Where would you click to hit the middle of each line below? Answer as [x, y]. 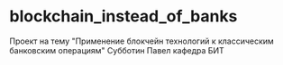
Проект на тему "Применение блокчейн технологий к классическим [142, 41]
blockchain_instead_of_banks [123, 16]
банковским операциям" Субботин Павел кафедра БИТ [117, 50]
